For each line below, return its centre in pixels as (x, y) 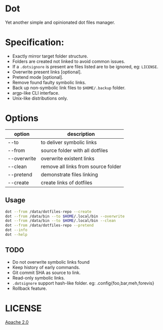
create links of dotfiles (67, 182)
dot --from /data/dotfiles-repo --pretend (49, 225)
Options (22, 118)
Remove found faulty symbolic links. (49, 82)
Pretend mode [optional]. (38, 77)
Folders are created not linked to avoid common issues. (69, 61)
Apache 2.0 (17, 322)
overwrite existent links (68, 158)
